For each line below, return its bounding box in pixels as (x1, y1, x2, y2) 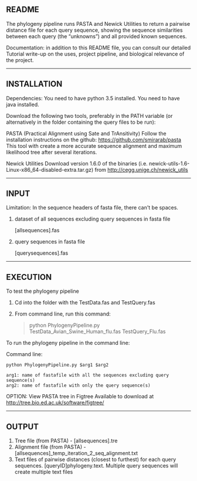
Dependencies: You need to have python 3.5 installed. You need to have (6, 94, 180, 101)
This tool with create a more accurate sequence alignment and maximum (6, 142, 182, 149)
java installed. (6, 101, 39, 108)
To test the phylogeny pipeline (6, 287, 79, 295)
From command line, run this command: (14, 310, 111, 317)
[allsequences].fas (14, 227, 60, 234)
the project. (6, 56, 34, 63)
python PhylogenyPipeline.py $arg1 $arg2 (6, 362, 109, 368)
